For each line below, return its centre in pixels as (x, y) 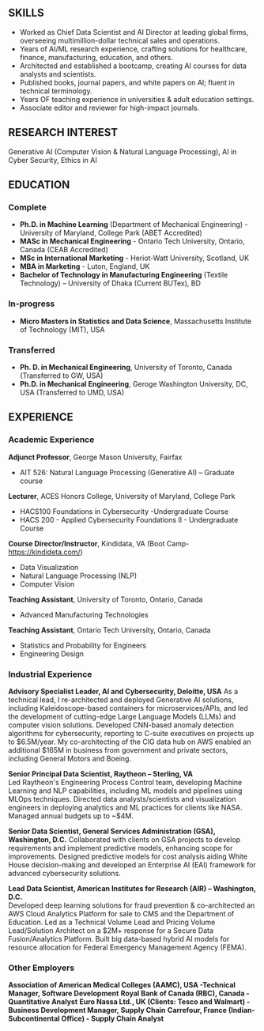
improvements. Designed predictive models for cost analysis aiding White (128, 856)
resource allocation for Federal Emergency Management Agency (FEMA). (127, 947)
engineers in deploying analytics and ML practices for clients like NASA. (125, 807)
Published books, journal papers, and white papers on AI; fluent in (127, 82)
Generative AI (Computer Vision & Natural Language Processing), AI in (123, 151)
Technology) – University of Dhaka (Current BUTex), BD (110, 283)
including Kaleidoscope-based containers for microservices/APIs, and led (128, 708)
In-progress (32, 304)
